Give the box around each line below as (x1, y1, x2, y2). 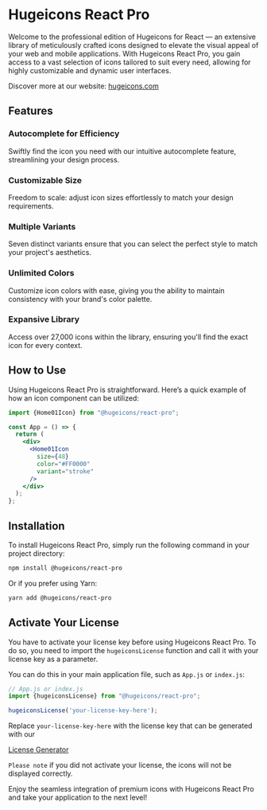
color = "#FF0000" (37, 460, 91, 468)
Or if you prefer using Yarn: (8, 578, 98, 588)
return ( (15, 430, 44, 439)
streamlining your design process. (8, 155, 120, 164)
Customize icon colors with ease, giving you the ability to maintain (8, 285, 225, 295)
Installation (8, 519, 65, 533)
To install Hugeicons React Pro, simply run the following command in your (8, 540, 250, 550)
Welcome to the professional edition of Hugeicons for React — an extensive (8, 32, 257, 41)
